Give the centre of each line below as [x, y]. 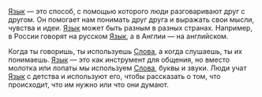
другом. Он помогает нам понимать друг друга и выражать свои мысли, [131, 20]
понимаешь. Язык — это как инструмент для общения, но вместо [119, 59]
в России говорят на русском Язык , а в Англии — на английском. [118, 36]
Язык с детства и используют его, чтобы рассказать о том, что [114, 76]
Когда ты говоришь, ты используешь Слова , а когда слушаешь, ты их [125, 51]
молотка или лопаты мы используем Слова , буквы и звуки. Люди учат [127, 68]
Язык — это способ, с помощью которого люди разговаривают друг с [127, 11]
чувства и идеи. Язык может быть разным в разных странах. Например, [130, 28]
